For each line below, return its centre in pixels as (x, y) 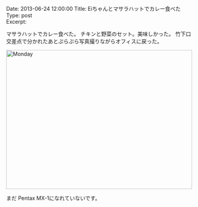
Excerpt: (16, 22)
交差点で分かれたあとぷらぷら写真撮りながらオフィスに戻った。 (84, 41)
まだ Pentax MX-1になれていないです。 (53, 198)
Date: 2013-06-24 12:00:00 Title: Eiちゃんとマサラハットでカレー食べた (94, 9)
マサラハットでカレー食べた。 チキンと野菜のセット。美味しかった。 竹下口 (99, 34)
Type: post (19, 15)
